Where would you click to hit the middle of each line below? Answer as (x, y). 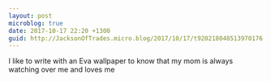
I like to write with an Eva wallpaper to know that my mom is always (121, 61)
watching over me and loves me (62, 70)
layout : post (30, 16)
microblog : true (36, 23)
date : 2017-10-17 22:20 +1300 (60, 31)
